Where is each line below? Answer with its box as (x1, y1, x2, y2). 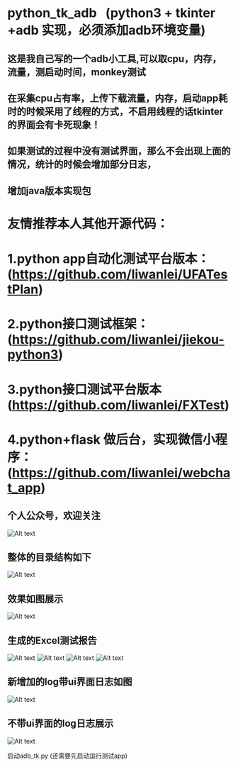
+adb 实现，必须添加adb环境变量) (7, 23, 206, 38)
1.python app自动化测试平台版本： (7, 251, 210, 267)
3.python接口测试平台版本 (7, 381, 161, 398)
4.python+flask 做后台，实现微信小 (7, 431, 215, 447)
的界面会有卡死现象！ (7, 118, 101, 130)
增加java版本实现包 (7, 184, 92, 196)
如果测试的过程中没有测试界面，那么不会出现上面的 (7, 145, 231, 157)
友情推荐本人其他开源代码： (7, 215, 169, 232)
